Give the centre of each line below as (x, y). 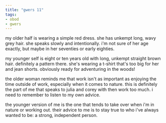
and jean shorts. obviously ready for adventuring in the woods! (70, 69)
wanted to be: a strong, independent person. (52, 115)
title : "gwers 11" (24, 10)
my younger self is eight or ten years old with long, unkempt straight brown (83, 59)
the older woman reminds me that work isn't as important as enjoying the (81, 79)
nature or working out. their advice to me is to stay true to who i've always (82, 110)
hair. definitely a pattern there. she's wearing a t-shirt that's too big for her (82, 64)
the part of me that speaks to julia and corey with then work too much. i (79, 90)
